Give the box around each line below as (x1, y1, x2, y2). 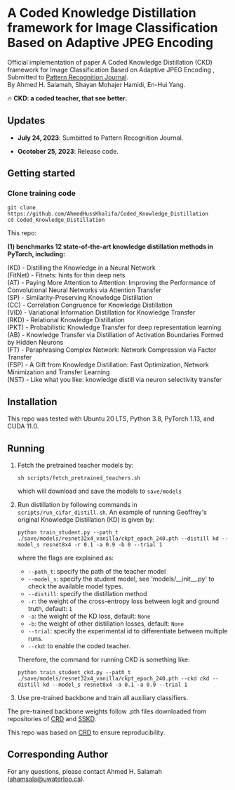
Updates (7, 114, 46, 127)
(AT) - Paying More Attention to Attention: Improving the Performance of (7, 279, 216, 287)
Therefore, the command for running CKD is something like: (17, 655, 190, 664)
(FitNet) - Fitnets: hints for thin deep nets (7, 271, 126, 279)
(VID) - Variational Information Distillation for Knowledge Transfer (7, 308, 196, 317)
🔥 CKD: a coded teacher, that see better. (7, 93, 128, 103)
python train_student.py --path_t (17, 529, 119, 536)
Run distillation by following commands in (17, 501, 138, 509)
